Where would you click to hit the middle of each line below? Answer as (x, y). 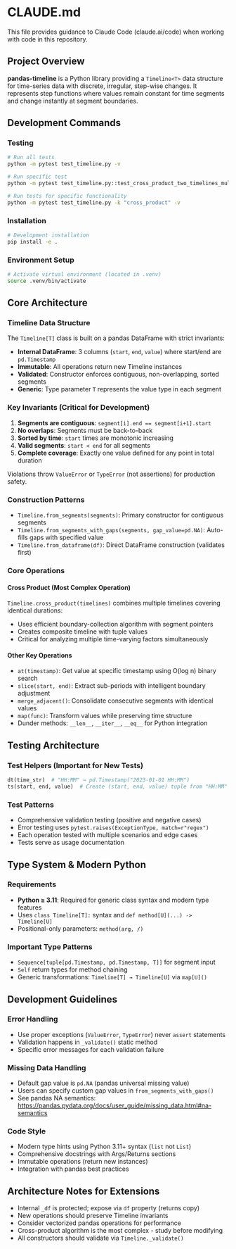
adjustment (34, 693)
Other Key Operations (40, 655)
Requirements (32, 884)
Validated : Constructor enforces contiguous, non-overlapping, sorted (118, 375)
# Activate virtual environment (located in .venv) (84, 275)
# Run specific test (38, 177)
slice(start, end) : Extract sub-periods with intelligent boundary (111, 686)
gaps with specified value (66, 538)
